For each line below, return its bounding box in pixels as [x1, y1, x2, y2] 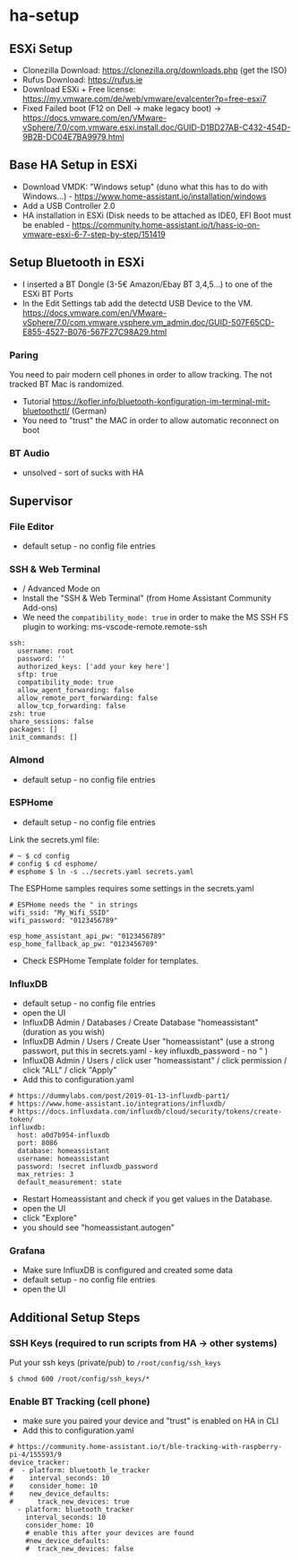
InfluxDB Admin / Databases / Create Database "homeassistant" [21, 1017, 260, 1028]
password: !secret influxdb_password [17, 1162, 159, 1171]
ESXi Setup [9, 41, 73, 56]
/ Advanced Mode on [21, 584, 101, 594]
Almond [9, 754, 45, 767]
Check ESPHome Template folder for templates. [21, 955, 199, 966]
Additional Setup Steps [9, 1310, 141, 1325]
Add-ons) [21, 603, 58, 613]
